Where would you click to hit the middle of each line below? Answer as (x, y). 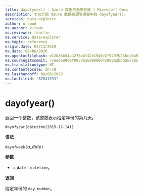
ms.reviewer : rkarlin (27, 33)
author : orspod (21, 24)
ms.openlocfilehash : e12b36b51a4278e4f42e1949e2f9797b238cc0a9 (72, 56)
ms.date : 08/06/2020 (26, 51)
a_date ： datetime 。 (32, 167)
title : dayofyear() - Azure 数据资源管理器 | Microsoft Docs (67, 10)
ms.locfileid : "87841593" (32, 79)
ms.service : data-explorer (33, 38)
